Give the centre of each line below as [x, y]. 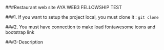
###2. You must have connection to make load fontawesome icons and [80, 27]
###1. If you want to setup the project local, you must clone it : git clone [82, 17]
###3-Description [24, 42]
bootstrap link [20, 32]
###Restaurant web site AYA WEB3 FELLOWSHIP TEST [64, 7]
